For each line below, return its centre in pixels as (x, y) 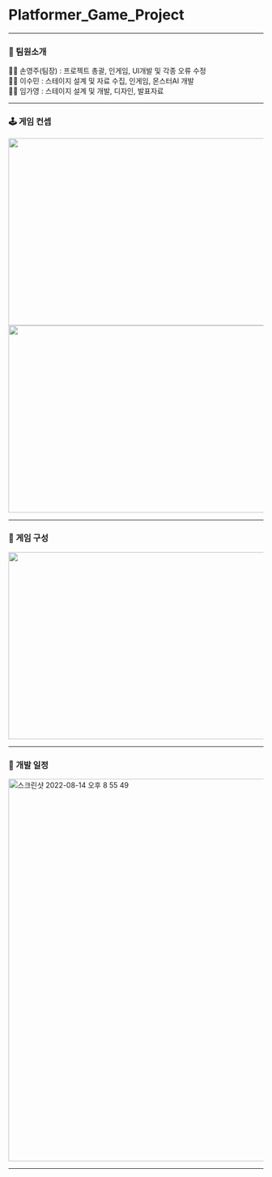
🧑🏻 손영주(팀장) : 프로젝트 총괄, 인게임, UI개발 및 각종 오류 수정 (107, 71)
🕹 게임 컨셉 (30, 121)
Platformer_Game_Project (96, 15)
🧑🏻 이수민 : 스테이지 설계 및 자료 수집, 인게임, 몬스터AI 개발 (101, 81)
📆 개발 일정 (28, 765)
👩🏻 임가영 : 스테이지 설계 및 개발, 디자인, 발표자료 (86, 91)
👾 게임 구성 (28, 538)
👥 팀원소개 (28, 52)
